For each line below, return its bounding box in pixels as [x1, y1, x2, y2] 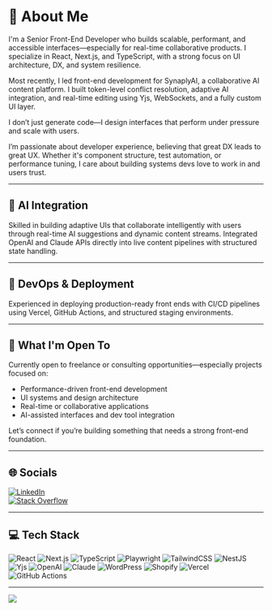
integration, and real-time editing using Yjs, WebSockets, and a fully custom [8, 93, 261, 102]
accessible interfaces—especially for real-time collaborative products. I [8, 42, 247, 52]
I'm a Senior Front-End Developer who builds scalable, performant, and [8, 34, 246, 44]
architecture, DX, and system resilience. [8, 60, 142, 70]
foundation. [8, 434, 47, 445]
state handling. [8, 246, 58, 256]
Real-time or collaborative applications [19, 402, 150, 411]
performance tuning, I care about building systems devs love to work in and [8, 158, 261, 169]
